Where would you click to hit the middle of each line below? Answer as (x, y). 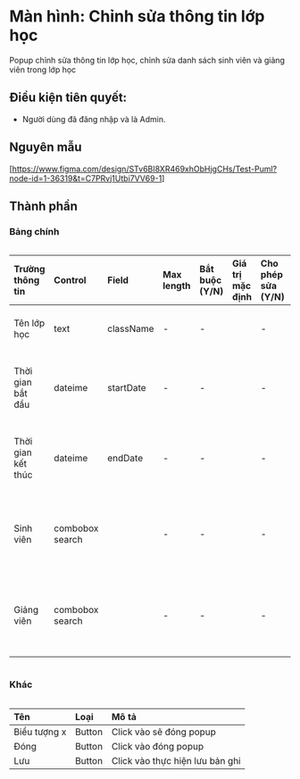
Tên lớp (29, 323)
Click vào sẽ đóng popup (164, 732)
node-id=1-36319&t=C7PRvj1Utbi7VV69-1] (87, 178)
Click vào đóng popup (158, 746)
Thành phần (43, 206)
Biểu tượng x (40, 732)
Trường (29, 269)
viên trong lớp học (43, 70)
